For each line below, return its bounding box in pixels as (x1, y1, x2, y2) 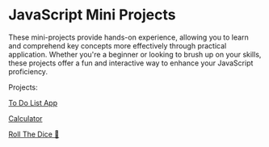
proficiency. (8, 66, 48, 76)
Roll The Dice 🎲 (8, 129, 60, 139)
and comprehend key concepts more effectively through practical (8, 40, 227, 50)
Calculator (8, 113, 43, 123)
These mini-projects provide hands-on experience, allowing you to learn (8, 32, 249, 42)
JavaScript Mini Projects (8, 6, 176, 24)
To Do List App (8, 98, 58, 107)
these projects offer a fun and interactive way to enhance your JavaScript (8, 58, 254, 68)
